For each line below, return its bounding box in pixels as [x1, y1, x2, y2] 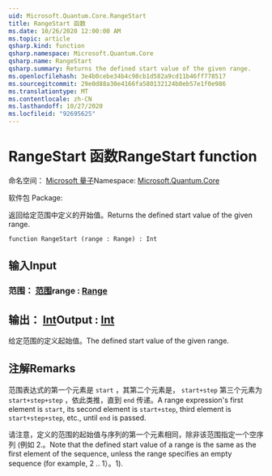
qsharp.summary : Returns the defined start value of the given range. [8, 65, 252, 73]
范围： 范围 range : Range [8, 285, 108, 297]
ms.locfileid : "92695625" [8, 110, 96, 118]
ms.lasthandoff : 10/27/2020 [8, 102, 104, 110]
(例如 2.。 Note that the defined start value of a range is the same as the [17, 440, 257, 449]
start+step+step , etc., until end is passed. [8, 413, 147, 422]
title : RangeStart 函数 [8, 19, 87, 28]
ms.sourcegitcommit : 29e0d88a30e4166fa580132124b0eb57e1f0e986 [8, 79, 227, 88]
